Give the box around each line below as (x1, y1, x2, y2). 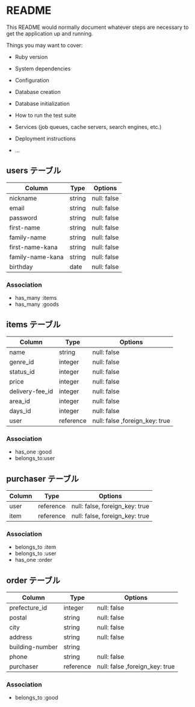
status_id (9, 367, 35, 376)
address (9, 633, 32, 641)
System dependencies (14, 64, 71, 72)
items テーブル (6, 320, 61, 330)
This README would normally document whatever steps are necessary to (6, 23, 189, 31)
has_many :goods (14, 301, 59, 308)
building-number (9, 643, 58, 651)
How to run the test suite (14, 111, 76, 119)
